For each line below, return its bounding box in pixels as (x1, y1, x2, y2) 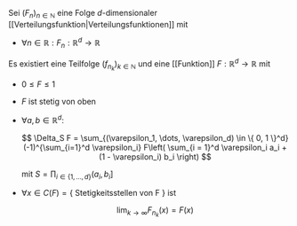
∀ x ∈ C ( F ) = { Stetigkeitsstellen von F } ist (20, 188, 177, 199)
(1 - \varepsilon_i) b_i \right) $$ (98, 151, 212, 162)
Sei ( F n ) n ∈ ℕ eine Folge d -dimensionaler (8, 8, 157, 20)
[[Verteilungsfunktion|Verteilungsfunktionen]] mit (8, 19, 189, 29)
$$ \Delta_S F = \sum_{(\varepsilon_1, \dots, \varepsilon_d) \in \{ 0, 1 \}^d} (20, 132, 289, 143)
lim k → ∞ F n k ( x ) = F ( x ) (116, 205, 195, 219)
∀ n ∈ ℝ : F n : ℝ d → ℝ (20, 35, 101, 51)
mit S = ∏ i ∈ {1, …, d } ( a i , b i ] (20, 168, 114, 181)
